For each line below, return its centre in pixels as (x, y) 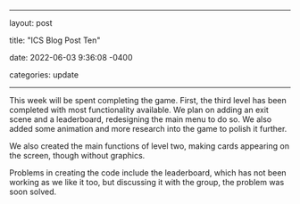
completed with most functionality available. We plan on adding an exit (139, 110)
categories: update (44, 75)
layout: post (31, 23)
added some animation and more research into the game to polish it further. (148, 129)
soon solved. (33, 192)
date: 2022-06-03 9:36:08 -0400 (71, 57)
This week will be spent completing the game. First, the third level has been (148, 100)
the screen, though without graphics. (77, 155)
